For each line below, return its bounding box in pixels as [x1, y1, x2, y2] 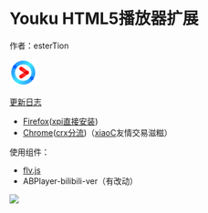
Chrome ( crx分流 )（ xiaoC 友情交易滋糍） [22, 127, 172, 137]
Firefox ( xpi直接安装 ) [22, 116, 99, 127]
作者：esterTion [9, 40, 69, 51]
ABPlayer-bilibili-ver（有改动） [22, 175, 139, 187]
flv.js [22, 165, 41, 176]
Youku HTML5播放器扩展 [9, 8, 199, 29]
